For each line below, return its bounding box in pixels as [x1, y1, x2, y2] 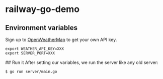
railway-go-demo [5, 3, 79, 15]
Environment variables [5, 23, 78, 32]
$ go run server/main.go [5, 69, 57, 74]
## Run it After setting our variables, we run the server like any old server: [5, 59, 158, 65]
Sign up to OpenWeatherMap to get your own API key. [5, 36, 117, 42]
